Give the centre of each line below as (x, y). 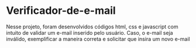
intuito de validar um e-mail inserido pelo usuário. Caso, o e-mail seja (90, 32)
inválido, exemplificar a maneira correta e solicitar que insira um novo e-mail (98, 39)
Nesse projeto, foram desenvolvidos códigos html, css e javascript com (92, 27)
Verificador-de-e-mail (61, 11)
